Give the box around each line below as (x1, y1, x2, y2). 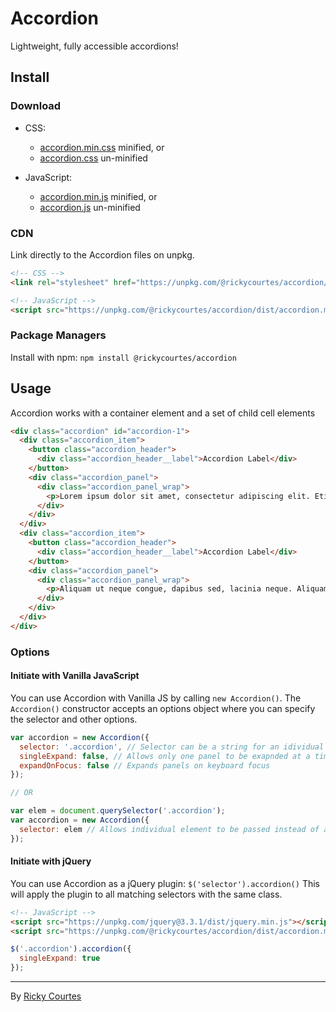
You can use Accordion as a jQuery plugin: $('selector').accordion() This (10, 877, 320, 889)
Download (10, 99, 62, 113)
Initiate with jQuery (10, 855, 92, 867)
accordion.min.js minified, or (39, 190, 158, 202)
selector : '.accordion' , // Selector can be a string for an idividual (19, 742, 325, 752)
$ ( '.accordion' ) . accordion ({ (10, 944, 132, 954)
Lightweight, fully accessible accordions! (10, 40, 179, 52)
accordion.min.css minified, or (39, 141, 165, 153)
